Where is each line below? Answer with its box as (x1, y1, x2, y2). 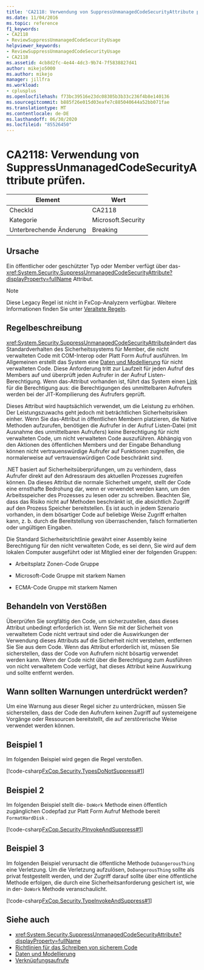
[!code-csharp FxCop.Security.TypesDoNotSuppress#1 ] (6, 767, 144, 775)
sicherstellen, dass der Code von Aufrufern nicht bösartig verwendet (6, 649, 178, 657)
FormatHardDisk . (6, 814, 48, 821)
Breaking (92, 226, 118, 234)
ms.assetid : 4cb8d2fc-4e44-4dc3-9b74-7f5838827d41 (6, 59, 137, 66)
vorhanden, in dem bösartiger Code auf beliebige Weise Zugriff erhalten (6, 510, 187, 518)
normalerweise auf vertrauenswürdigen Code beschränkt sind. (6, 453, 163, 461)
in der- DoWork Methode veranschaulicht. (6, 885, 107, 892)
